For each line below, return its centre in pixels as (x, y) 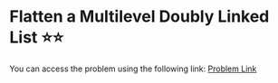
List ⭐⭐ (37, 37)
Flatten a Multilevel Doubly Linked (139, 17)
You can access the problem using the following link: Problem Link (133, 69)
